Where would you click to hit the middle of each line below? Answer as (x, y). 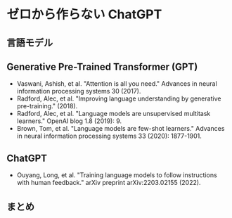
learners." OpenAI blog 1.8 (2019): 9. (69, 121)
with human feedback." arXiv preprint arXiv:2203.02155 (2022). (109, 183)
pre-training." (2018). (47, 106)
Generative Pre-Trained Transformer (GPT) (102, 66)
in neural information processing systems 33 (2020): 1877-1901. (109, 136)
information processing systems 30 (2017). (79, 91)
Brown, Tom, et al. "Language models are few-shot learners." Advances (121, 129)
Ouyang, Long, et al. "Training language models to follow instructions (117, 175)
